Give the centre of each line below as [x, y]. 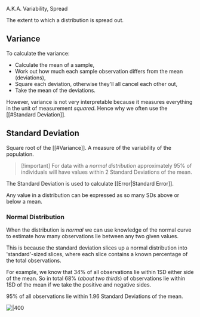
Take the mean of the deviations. [55, 90]
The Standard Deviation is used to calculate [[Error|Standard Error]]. [90, 183]
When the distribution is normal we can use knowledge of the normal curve [99, 230]
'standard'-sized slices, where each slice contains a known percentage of [97, 254]
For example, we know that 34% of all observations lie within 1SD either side [100, 272]
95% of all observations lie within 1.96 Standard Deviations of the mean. [95, 296]
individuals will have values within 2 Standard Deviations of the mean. [106, 172]
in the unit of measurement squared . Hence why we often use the [87, 108]
